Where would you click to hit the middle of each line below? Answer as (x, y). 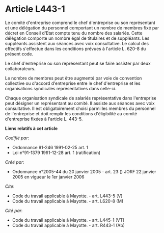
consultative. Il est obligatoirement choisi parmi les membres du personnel (80, 108)
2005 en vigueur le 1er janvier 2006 (48, 177)
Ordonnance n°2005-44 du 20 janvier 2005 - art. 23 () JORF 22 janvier (84, 171)
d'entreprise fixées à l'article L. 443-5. (44, 119)
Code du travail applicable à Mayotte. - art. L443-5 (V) (67, 196)
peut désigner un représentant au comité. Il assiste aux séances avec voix (80, 103)
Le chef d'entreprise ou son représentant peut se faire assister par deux (78, 63)
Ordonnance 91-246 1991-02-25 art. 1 (50, 147)
